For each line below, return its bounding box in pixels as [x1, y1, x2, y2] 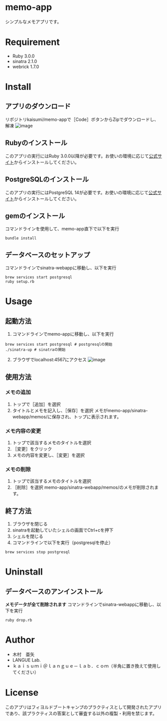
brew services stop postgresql [5, 550, 70, 555]
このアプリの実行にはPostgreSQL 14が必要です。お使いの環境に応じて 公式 [5, 189, 158, 195]
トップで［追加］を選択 [12, 401, 61, 407]
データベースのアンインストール [5, 587, 103, 596]
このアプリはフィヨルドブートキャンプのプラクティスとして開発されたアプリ [5, 704, 162, 711]
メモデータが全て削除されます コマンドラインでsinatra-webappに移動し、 [5, 602, 157, 608]
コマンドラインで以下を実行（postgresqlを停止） [12, 540, 113, 546]
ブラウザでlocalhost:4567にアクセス [12, 357, 87, 363]
